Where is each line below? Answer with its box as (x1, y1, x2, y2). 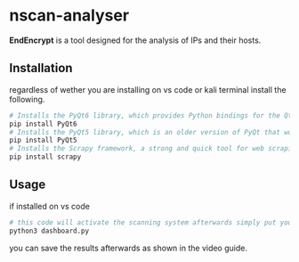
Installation (9, 61, 73, 76)
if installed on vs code (9, 201, 91, 211)
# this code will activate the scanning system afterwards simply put (9, 217, 277, 227)
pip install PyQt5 (9, 135, 77, 145)
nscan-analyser (9, 5, 130, 26)
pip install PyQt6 (9, 119, 77, 128)
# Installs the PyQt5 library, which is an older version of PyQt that (9, 127, 280, 136)
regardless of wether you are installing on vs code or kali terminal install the (9, 84, 287, 94)
